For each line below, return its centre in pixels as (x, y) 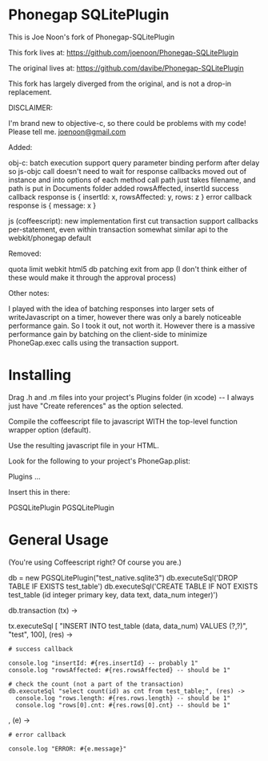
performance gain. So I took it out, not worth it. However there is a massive (132, 326)
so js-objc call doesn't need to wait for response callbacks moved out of (128, 171)
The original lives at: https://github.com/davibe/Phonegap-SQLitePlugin (126, 68)
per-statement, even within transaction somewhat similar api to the (118, 229)
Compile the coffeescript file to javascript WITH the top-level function (123, 421)
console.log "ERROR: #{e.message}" (68, 749)
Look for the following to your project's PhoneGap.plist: (99, 461)
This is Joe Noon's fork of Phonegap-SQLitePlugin (92, 37)
